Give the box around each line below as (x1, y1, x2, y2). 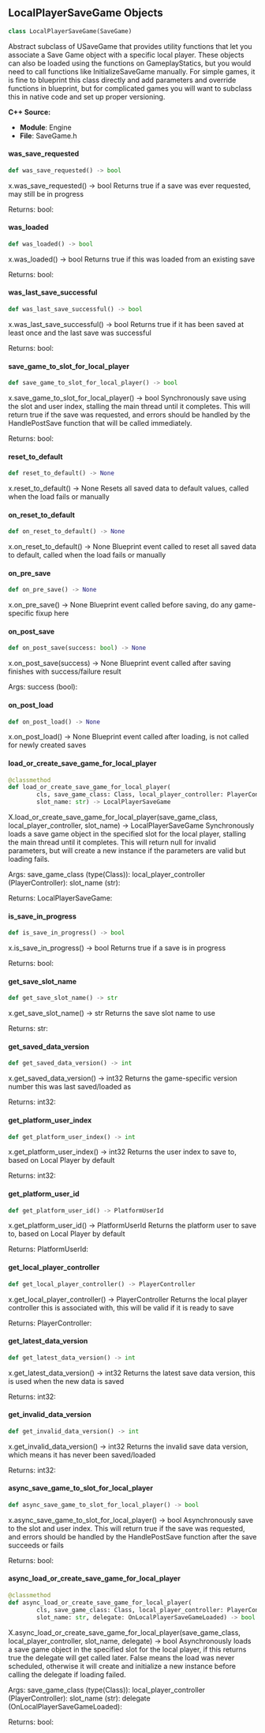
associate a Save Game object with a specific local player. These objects (8, 50, 244, 59)
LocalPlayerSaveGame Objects (8, 6, 163, 20)
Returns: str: (8, 1024, 49, 1033)
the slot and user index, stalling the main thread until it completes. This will (8, 402, 251, 411)
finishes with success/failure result (8, 667, 121, 676)
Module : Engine (19, 122, 73, 132)
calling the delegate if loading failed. (8, 1670, 126, 1679)
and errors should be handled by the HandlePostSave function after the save (8, 1532, 258, 1541)
